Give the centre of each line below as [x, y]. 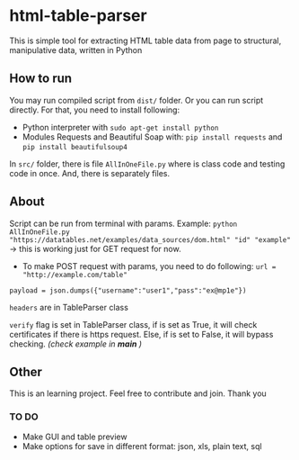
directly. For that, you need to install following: [95, 110]
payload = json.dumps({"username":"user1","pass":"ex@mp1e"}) [128, 290]
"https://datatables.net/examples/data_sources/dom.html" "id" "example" [150, 239]
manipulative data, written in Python [76, 50]
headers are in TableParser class [69, 307]
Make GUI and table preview [75, 437]
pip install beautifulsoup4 [75, 147]
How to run [41, 79]
